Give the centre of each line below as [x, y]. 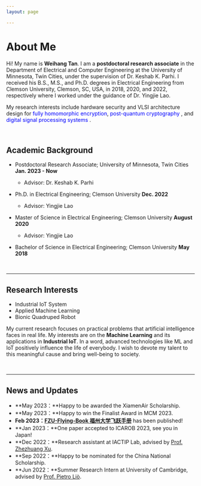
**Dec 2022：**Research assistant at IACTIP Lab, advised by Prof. [99, 442]
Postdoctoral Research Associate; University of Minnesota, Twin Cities [102, 165]
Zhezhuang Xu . [33, 449]
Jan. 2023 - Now [36, 171]
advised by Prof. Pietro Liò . [48, 476]
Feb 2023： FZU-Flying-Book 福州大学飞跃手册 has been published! [99, 421]
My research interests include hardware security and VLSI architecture [93, 107]
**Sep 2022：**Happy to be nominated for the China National [93, 456]
